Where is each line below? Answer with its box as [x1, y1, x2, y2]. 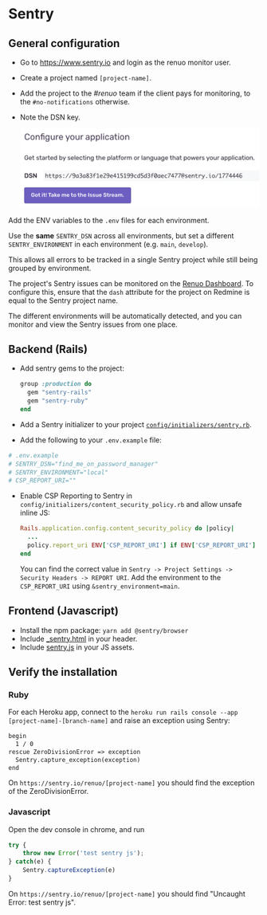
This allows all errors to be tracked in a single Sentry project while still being [8, 254, 258, 264]
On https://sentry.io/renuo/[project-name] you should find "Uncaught [8, 889, 245, 898]
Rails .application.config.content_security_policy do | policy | [19, 524, 235, 532]
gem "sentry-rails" [27, 388, 92, 397]
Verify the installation [8, 666, 118, 679]
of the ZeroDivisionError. [8, 787, 89, 796]
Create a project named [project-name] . [19, 73, 151, 82]
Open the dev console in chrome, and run [8, 824, 145, 834]
